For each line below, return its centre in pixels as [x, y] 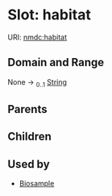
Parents [27, 109]
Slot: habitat [50, 15]
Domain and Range [56, 63]
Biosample [37, 184]
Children [29, 137]
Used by [29, 164]
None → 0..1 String [37, 83]
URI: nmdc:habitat [37, 37]
